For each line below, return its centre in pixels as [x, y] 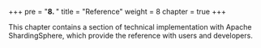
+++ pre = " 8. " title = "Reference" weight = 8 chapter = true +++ [118, 12]
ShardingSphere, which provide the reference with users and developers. [130, 36]
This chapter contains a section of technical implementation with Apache [130, 27]
